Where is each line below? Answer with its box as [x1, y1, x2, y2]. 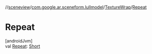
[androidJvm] [5, 38, 33, 44]
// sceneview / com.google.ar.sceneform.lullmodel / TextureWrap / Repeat [5, 4, 147, 10]
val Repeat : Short [5, 43, 40, 49]
